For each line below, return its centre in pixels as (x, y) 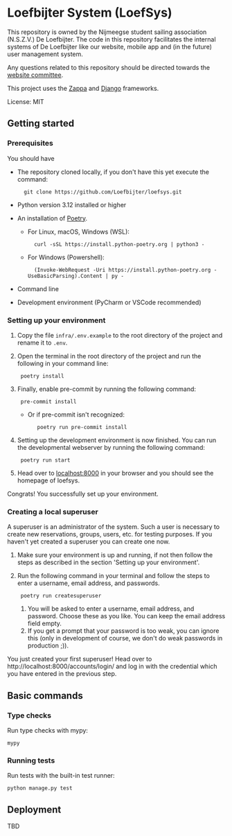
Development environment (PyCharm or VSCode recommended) (109, 302)
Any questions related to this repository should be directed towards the (108, 67)
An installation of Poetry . (52, 218)
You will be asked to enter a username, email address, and (111, 609)
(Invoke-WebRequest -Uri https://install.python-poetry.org (122, 270)
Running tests (31, 760)
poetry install (42, 376)
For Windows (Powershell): (66, 257)
